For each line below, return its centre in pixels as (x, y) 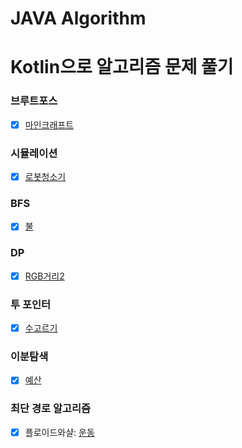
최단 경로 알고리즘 (51, 409)
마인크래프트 (49, 124)
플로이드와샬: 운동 (59, 432)
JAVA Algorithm (78, 18)
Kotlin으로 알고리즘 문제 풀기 (122, 67)
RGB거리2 (44, 276)
